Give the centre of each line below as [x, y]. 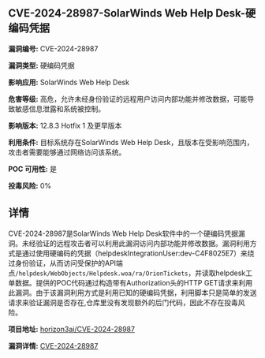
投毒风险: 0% [30, 185]
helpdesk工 [234, 273]
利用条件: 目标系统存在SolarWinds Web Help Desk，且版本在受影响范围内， [131, 142]
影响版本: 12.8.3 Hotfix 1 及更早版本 [65, 125]
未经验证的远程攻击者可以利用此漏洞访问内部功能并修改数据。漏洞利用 [136, 243]
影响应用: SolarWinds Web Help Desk [69, 82]
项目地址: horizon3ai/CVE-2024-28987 [72, 329]
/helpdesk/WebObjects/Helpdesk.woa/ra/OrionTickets [102, 274]
